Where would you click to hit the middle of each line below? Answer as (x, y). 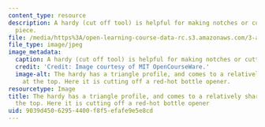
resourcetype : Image (42, 89)
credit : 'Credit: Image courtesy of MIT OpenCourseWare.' (113, 67)
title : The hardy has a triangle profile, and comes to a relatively (125, 96)
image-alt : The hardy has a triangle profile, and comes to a (119, 74)
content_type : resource (47, 15)
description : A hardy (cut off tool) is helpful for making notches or (128, 23)
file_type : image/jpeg (45, 45)
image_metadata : (35, 52)
